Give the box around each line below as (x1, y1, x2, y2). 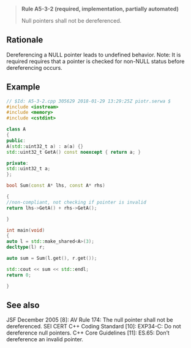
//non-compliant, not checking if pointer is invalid (6, 199, 147, 205)
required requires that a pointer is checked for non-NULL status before (6, 58, 185, 65)
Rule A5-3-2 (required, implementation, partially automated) (21, 6, 179, 12)
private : (6, 160, 29, 166)
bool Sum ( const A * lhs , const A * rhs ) (6, 183, 105, 189)
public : (6, 137, 26, 143)
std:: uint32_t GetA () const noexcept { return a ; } (6, 149, 141, 155)
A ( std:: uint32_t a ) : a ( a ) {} (6, 143, 84, 149)
